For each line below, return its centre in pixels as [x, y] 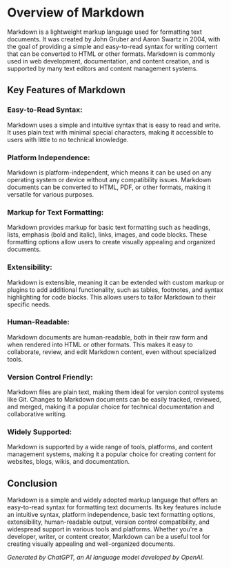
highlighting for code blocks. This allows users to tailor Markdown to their [111, 297]
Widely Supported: [40, 432]
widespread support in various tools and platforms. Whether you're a [105, 529]
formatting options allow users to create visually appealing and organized [111, 242]
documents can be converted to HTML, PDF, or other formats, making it [109, 187]
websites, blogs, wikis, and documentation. [69, 462]
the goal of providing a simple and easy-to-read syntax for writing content [112, 46]
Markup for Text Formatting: [56, 212]
